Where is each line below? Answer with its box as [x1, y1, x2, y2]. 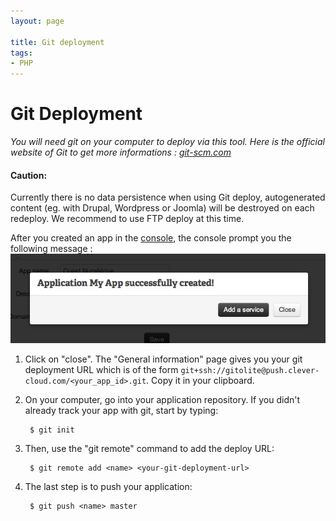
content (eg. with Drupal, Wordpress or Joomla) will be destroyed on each [10, 202, 315, 214]
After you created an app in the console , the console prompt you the [10, 232, 292, 244]
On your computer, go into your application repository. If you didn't [24, 394, 301, 406]
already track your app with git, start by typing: [24, 405, 219, 417]
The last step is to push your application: [24, 481, 193, 493]
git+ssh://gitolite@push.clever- [180, 366, 320, 376]
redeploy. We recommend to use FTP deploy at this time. [10, 213, 245, 225]
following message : [10, 243, 93, 255]
